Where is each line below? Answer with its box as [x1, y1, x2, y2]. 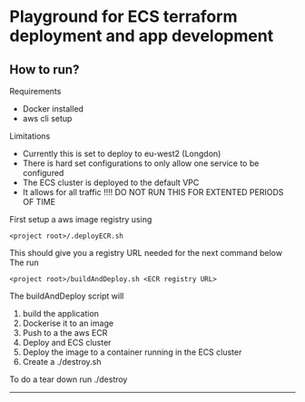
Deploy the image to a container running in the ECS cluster [22, 347, 242, 358]
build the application [22, 309, 100, 319]
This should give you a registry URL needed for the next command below [9, 248, 283, 258]
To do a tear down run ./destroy [9, 374, 128, 385]
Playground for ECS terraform [9, 6, 238, 27]
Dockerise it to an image [22, 318, 114, 328]
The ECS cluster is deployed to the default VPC [22, 177, 200, 188]
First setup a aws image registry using [9, 214, 152, 224]
